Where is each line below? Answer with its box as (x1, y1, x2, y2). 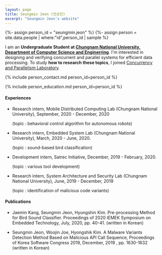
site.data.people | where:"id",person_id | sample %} (5, 35, 108, 40)
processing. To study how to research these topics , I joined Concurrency (5, 59, 153, 66)
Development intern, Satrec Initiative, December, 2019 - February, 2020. (12, 154, 157, 160)
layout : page (5, 7, 32, 12)
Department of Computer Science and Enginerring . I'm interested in (5, 49, 144, 55)
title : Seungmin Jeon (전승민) (5, 12, 66, 17)
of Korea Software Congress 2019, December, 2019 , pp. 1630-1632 (12, 239, 148, 245)
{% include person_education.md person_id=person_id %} (5, 84, 123, 90)
